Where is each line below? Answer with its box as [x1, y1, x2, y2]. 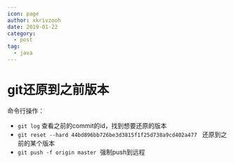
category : [7, 30, 37, 37]
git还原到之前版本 [7, 82, 110, 98]
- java [13, 50, 33, 57]
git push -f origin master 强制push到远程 [17, 148, 145, 156]
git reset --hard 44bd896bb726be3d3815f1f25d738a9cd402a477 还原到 [17, 130, 221, 138]
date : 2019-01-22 [7, 23, 58, 30]
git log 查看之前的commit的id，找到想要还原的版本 [17, 121, 167, 130]
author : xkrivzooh [7, 17, 61, 24]
